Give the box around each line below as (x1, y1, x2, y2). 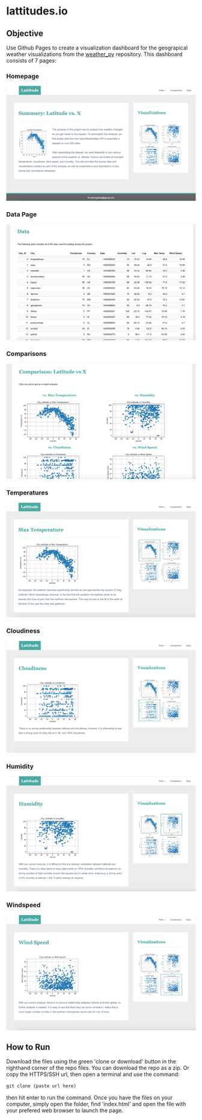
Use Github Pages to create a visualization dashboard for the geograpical (6, 44, 188, 51)
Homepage (6, 72, 39, 80)
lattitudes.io (6, 4, 68, 18)
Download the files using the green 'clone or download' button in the (6, 1058, 176, 1065)
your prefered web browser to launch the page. (6, 1107, 123, 1114)
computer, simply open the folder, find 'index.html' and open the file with (6, 1101, 186, 1108)
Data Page (6, 210, 37, 219)
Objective (6, 28, 44, 39)
